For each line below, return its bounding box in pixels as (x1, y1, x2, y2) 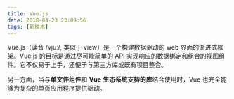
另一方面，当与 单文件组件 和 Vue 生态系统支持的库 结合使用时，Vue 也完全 (7, 75, 221, 84)
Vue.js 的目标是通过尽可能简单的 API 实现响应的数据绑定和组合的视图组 (19, 52, 226, 60)
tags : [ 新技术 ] (7, 23, 49, 30)
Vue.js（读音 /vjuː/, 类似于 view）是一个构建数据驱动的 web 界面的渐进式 (7, 43, 218, 52)
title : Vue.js (7, 10, 49, 17)
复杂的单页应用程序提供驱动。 (19, 84, 106, 93)
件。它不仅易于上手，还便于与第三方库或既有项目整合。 (7, 61, 167, 69)
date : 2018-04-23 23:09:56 (7, 17, 86, 24)
